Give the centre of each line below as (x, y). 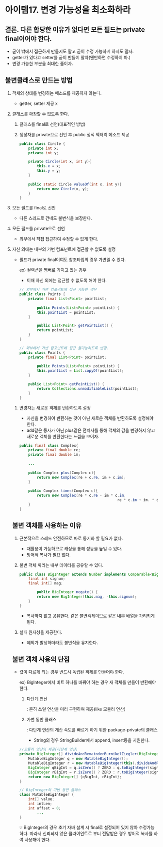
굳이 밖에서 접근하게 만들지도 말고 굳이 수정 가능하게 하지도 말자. (73, 51)
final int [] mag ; (46, 584)
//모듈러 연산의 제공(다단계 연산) (49, 749)
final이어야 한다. (28, 39)
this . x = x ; (49, 166)
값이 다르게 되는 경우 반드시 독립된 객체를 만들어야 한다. (72, 672)
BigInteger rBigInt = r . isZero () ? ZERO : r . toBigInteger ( (89, 772)
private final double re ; (55, 450)
